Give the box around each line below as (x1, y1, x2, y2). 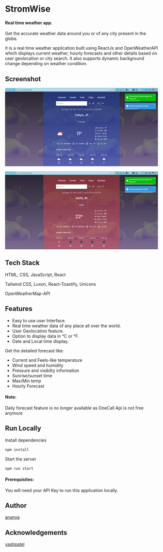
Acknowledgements (5, 528, 67, 536)
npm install (5, 447, 29, 452)
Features (5, 305, 33, 313)
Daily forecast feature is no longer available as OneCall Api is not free (5, 405, 144, 411)
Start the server (5, 456, 36, 462)
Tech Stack (5, 259, 40, 267)
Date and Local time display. (12, 338, 69, 344)
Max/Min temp (12, 378, 41, 384)
